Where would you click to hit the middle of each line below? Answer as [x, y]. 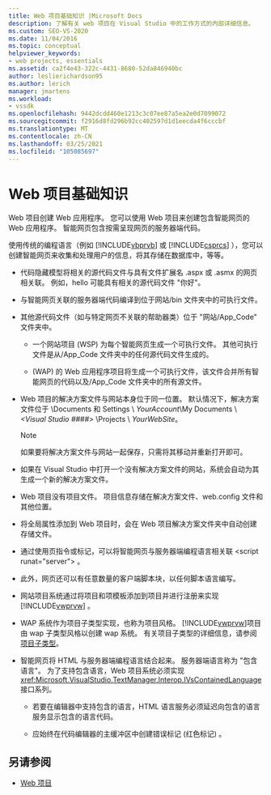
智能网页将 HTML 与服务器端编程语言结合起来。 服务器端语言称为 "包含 [139, 661]
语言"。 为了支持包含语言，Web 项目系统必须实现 [102, 671]
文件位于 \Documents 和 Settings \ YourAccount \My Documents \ [128, 409]
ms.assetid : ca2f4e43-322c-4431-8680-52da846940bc [95, 69]
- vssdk [21, 106]
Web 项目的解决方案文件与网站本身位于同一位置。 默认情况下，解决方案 [140, 399]
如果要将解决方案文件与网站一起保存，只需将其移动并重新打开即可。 [133, 452]
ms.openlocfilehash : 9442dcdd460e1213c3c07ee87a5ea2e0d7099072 [117, 114]
